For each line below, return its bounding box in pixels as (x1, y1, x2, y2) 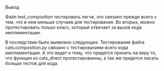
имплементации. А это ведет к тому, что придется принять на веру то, (5, 50, 157, 56)
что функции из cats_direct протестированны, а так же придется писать (5, 55, 159, 61)
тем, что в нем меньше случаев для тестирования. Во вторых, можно (5, 19, 155, 25)
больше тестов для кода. (5, 61, 59, 66)
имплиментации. (5, 30, 42, 35)
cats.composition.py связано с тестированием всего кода (5, 45, 128, 50)
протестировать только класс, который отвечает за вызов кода (5, 24, 142, 30)
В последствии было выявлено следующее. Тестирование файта (5, 39, 144, 45)
